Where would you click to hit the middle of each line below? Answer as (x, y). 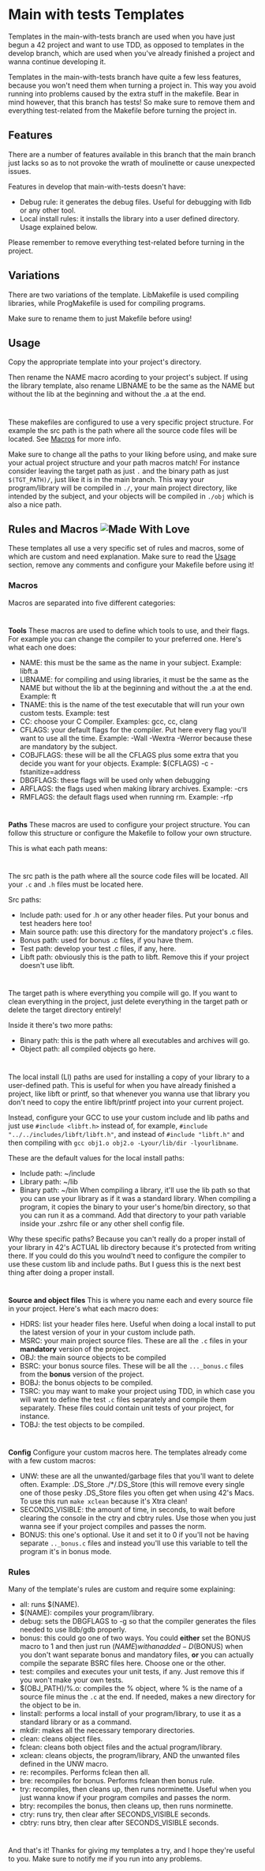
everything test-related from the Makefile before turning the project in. (123, 110)
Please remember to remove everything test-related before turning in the (126, 242)
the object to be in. (50, 1705)
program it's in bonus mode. (65, 1551)
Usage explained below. (58, 227)
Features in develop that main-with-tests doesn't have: (97, 186)
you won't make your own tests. (71, 1680)
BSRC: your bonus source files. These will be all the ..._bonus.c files (132, 1365)
